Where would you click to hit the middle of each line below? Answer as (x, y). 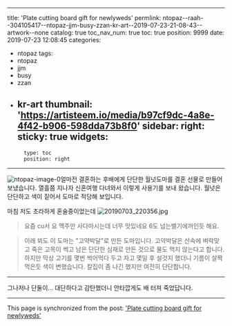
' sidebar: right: (171, 126)
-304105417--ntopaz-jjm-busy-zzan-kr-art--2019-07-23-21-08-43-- (105, 25)
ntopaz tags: (35, 53)
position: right (47, 159)
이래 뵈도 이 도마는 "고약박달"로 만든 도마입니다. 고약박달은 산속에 (113, 240)
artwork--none (28, 33)
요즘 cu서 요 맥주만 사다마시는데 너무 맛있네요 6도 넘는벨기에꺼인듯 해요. (122, 226)
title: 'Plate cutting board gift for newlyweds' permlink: (84, 18)
